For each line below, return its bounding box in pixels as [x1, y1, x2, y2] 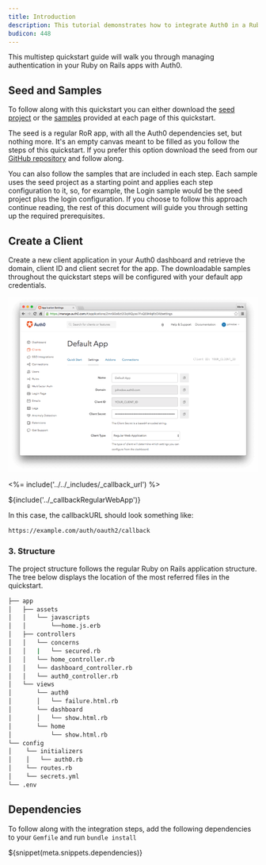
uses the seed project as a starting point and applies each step [8, 178, 214, 187]
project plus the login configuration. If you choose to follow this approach [8, 194, 248, 204]
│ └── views [8, 680, 55, 689]
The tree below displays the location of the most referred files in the [8, 572, 230, 582]
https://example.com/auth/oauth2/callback [8, 527, 150, 535]
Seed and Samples [8, 83, 102, 97]
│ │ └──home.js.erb [8, 622, 101, 630]
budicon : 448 [8, 29, 51, 37]
